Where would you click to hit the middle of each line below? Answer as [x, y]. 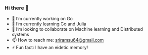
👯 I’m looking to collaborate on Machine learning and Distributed [77, 29]
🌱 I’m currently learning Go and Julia [49, 24]
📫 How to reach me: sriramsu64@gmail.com [58, 40]
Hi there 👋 [17, 8]
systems [20, 35]
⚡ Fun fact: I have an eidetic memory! [50, 48]
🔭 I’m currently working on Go [42, 19]
